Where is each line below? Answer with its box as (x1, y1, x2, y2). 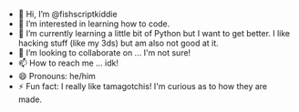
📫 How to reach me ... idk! (17, 57, 119, 68)
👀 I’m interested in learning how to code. (17, 18, 170, 29)
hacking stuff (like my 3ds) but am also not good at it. (17, 37, 219, 48)
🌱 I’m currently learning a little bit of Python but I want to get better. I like (17, 28, 291, 38)
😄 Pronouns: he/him (17, 71, 96, 81)
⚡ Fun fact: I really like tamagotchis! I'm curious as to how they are (17, 81, 267, 91)
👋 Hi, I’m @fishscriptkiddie (17, 9, 118, 19)
